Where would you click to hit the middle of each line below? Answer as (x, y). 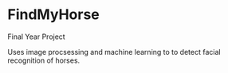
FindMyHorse (54, 15)
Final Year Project (36, 36)
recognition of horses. (44, 60)
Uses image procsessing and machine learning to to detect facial (114, 52)
